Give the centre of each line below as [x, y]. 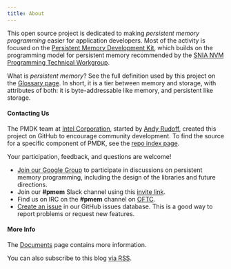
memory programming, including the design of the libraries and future [116, 177]
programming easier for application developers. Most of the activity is [106, 40]
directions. [32, 184]
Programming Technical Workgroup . [59, 62]
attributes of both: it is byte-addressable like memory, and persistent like [110, 90]
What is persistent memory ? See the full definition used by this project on [111, 76]
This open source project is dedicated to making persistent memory [103, 33]
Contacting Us [28, 114]
